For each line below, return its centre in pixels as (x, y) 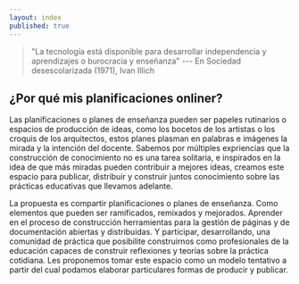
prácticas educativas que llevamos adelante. (91, 186)
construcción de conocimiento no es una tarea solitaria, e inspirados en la (145, 158)
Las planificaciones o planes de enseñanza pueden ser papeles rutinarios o (148, 120)
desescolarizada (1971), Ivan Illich (92, 70)
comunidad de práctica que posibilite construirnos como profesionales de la (149, 241)
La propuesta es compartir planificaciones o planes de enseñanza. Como (144, 204)
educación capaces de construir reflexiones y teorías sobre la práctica (139, 251)
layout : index (36, 17)
